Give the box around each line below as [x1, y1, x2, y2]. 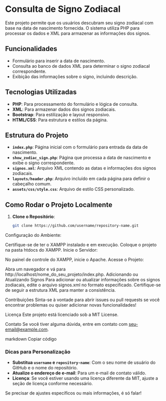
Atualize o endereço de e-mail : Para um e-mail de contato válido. [12, 370, 147, 376]
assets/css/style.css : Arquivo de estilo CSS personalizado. [12, 186, 135, 192]
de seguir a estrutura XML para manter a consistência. [5, 287, 116, 293]
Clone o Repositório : [12, 214, 55, 220]
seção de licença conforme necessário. [12, 381, 93, 387]
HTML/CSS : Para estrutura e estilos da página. [12, 117, 108, 123]
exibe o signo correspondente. [12, 160, 75, 166]
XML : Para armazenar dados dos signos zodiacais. [12, 106, 116, 112]
